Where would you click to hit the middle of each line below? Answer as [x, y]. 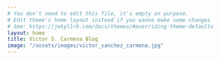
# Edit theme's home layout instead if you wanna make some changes [109, 20]
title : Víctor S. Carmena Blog [53, 39]
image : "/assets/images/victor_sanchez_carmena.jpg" [86, 46]
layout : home [26, 33]
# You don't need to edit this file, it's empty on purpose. [98, 13]
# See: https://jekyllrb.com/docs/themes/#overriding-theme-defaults [111, 26]
